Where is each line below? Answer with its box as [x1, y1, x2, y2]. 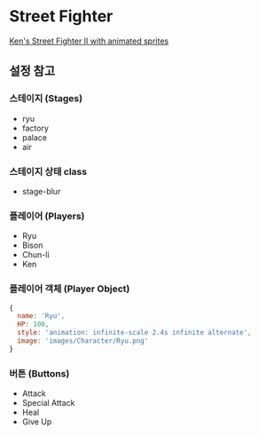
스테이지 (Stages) [9, 92, 82, 105]
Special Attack [21, 398, 75, 408]
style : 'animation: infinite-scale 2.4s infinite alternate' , [17, 329, 252, 337]
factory [21, 123, 49, 133]
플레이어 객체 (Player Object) [9, 282, 130, 295]
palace [21, 131, 47, 143]
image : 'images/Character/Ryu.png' [17, 337, 149, 345]
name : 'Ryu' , [17, 312, 66, 321]
